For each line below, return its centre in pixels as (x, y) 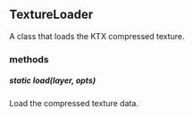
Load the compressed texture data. (74, 103)
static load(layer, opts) (53, 80)
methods (29, 59)
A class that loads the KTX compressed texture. (97, 36)
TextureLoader (51, 15)
